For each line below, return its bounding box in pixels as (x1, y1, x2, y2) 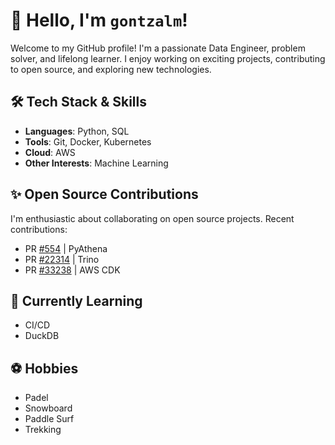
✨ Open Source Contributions (10, 186, 199, 203)
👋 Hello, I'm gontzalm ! (10, 9, 188, 32)
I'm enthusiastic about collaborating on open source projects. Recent (10, 212, 295, 224)
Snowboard (24, 402, 73, 414)
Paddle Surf (24, 413, 75, 425)
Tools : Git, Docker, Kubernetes (24, 135, 152, 148)
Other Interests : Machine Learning (24, 157, 169, 169)
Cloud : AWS (24, 146, 76, 158)
